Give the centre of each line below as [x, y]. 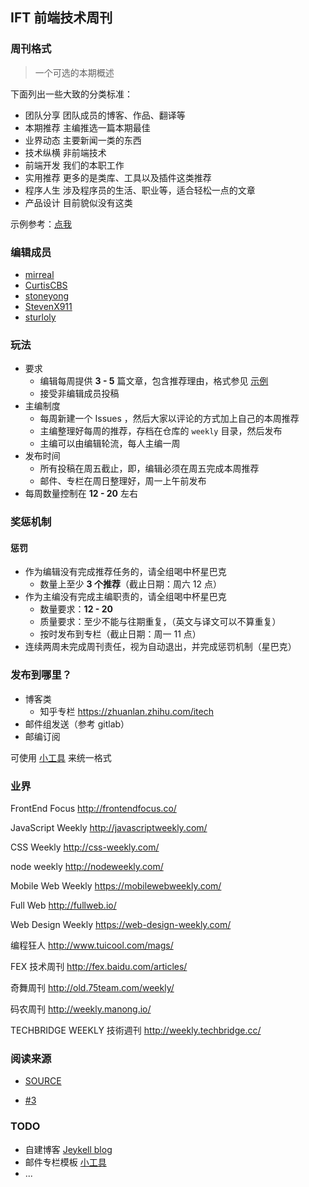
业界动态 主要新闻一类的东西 [83, 140]
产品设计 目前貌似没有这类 [78, 202]
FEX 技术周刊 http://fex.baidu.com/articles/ [99, 966]
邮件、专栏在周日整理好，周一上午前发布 [123, 481]
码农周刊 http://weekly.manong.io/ [81, 1009]
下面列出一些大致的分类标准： [71, 94]
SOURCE [43, 1081]
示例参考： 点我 [41, 224]
